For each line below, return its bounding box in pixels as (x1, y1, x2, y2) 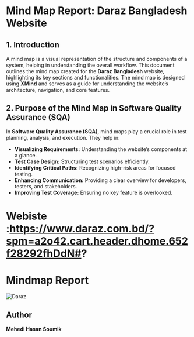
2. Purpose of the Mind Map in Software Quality (6, 104, 182, 114)
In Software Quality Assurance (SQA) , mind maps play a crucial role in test (6, 128, 187, 135)
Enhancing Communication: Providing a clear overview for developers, (14, 177, 186, 184)
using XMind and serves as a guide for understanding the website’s (6, 80, 168, 87)
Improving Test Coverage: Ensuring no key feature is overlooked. (14, 189, 173, 196)
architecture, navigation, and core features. (6, 87, 110, 93)
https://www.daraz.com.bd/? (9, 222, 155, 235)
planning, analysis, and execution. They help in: (6, 134, 120, 141)
